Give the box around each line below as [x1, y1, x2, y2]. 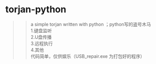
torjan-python [5, 4, 66, 15]
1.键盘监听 [30, 27, 52, 34]
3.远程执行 [30, 40, 53, 47]
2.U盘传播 [30, 34, 52, 40]
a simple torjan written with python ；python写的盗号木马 [30, 21, 151, 27]
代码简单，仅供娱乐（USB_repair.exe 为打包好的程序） [30, 53, 145, 59]
